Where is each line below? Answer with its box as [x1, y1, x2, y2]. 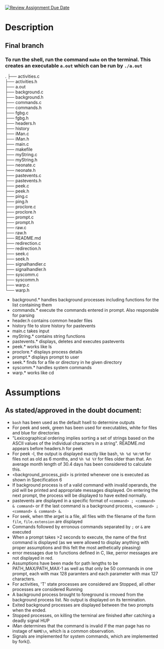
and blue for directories [12, 430, 60, 435]
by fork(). [12, 638, 31, 644]
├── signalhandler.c [5, 261, 47, 267]
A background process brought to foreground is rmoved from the [12, 592, 143, 597]
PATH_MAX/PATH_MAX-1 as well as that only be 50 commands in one [12, 565, 153, 571]
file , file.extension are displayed [12, 518, 83, 524]
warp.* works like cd [12, 370, 54, 376]
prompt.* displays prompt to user [12, 354, 79, 360]
